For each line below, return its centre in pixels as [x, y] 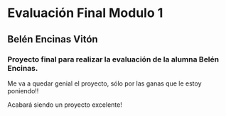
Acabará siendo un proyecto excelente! [65, 105]
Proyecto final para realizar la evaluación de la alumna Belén [113, 59]
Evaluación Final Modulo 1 [85, 13]
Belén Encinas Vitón [53, 39]
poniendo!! [23, 91]
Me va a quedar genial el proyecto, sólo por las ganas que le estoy [104, 83]
